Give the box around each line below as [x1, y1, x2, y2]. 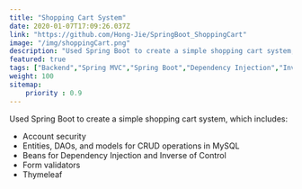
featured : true [9, 55, 67, 64]
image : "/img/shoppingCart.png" [9, 38, 130, 48]
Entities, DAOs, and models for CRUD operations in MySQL [22, 140, 240, 151]
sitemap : [9, 80, 42, 89]
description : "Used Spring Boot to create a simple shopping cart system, [9, 47, 296, 56]
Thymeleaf [22, 168, 63, 180]
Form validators [22, 159, 81, 170]
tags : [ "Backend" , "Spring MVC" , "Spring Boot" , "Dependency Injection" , [9, 64, 280, 73]
